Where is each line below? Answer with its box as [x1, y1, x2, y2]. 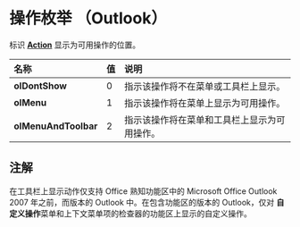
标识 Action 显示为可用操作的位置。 [9, 39, 141, 50]
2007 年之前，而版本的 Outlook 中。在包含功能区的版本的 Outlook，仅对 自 [9, 197, 285, 207]
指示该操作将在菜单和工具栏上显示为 [123, 113, 277, 126]
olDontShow [13, 80, 67, 92]
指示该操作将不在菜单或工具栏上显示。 [123, 80, 286, 92]
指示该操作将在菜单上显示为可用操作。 [123, 97, 286, 109]
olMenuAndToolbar [13, 120, 98, 132]
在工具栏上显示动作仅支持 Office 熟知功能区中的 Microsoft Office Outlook [9, 185, 278, 197]
